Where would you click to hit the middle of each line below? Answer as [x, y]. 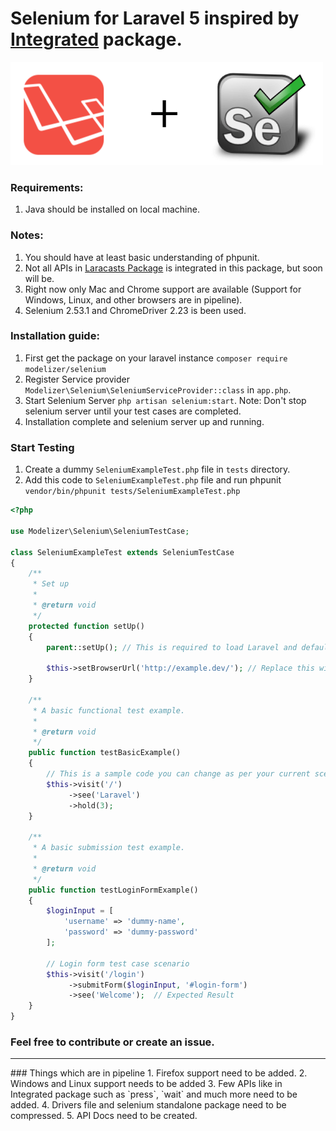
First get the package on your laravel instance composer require [156, 358]
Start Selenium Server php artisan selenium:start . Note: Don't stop [165, 400]
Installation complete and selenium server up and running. [144, 421]
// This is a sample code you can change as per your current [178, 774]
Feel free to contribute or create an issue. [112, 1042]
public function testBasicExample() [105, 753]
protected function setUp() [86, 626]
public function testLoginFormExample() [113, 890]
